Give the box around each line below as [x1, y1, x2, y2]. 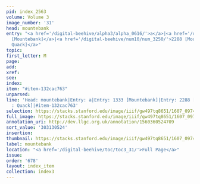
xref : [6, 69, 20, 75]
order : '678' [6, 158, 39, 164]
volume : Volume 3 [6, 14, 49, 20]
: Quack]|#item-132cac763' [11, 102, 79, 109]
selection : [6, 108, 33, 114]
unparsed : [6, 91, 31, 97]
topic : [6, 47, 23, 53]
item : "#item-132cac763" [6, 86, 68, 92]
